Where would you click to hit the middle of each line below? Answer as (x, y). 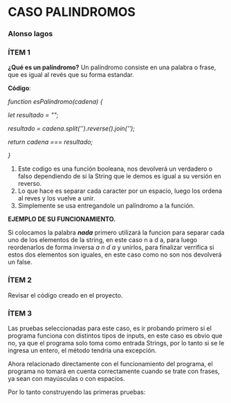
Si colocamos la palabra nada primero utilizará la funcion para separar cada (116, 232)
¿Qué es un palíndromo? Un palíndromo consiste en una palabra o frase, (112, 67)
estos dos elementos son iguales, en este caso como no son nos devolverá (115, 255)
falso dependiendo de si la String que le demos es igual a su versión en (119, 176)
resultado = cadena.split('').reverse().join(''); (72, 128)
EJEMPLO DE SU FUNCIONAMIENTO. (62, 219)
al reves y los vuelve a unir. (56, 198)
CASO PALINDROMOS (72, 12)
